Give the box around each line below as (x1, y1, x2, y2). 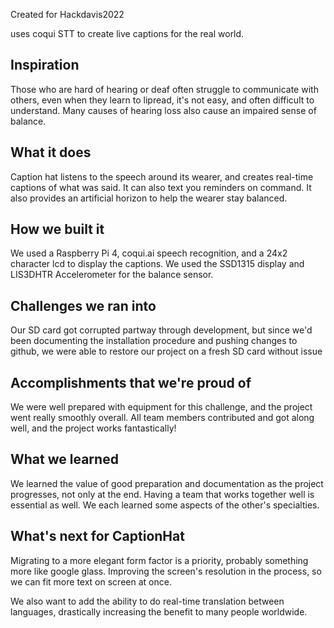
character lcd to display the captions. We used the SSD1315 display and (10, 258, 305, 270)
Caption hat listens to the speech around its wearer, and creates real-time (10, 170, 314, 183)
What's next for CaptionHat (10, 528, 185, 545)
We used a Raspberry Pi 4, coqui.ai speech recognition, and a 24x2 (10, 247, 288, 259)
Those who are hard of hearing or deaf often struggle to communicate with (10, 83, 319, 95)
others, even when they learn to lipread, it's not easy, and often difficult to (10, 94, 315, 106)
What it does (10, 144, 92, 161)
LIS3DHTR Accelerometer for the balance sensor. (10, 269, 214, 281)
